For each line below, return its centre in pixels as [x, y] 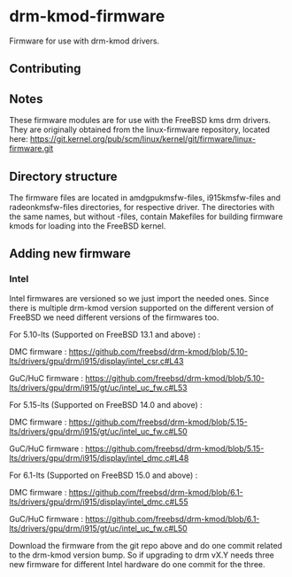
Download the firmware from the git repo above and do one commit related [146, 545]
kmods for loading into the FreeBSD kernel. [88, 226]
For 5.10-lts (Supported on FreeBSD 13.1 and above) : [105, 334]
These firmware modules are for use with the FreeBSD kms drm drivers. [140, 121]
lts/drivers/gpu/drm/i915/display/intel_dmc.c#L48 [99, 457]
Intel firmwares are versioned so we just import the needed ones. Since [139, 298]
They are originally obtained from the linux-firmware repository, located [139, 129]
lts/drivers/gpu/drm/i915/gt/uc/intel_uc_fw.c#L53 [98, 387]
